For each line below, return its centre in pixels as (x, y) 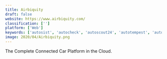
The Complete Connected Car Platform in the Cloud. (59, 51)
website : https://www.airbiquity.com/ (45, 19)
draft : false (19, 14)
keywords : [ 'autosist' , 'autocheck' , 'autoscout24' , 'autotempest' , (78, 32)
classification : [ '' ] (28, 23)
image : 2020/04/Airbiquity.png (38, 37)
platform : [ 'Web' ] (24, 28)
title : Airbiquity (24, 10)
